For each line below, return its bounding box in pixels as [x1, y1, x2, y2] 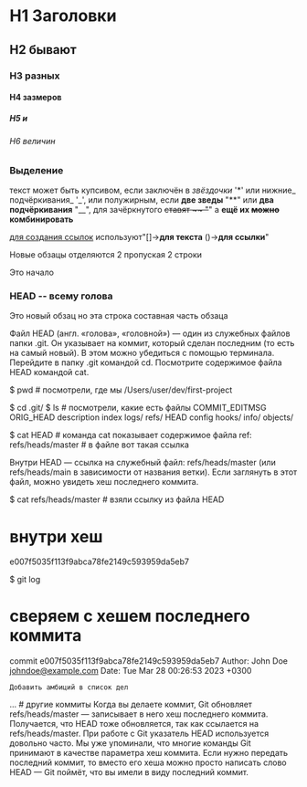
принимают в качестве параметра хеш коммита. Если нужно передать [9, 748, 289, 759]
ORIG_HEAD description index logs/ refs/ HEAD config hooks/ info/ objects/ [9, 412, 294, 423]
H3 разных [9, 69, 60, 82]
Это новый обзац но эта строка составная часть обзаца [9, 310, 228, 321]
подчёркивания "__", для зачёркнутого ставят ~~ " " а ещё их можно [9, 205, 281, 215]
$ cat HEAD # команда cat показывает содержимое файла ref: [9, 430, 253, 441]
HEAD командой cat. [9, 367, 90, 378]
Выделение [9, 163, 64, 176]
